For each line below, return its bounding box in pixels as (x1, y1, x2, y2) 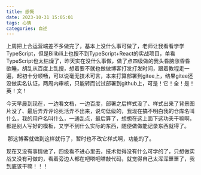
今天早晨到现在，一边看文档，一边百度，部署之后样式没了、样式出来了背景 (6, 100, 190, 108)
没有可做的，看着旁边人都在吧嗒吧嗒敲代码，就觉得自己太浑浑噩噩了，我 (16, 155, 195, 162)
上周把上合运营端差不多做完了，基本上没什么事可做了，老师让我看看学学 (6, 42, 184, 50)
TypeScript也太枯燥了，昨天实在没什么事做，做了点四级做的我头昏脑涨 (6, 57, 180, 65)
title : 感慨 (6, 8, 34, 15)
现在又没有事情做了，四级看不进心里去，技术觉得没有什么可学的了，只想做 (6, 148, 190, 155)
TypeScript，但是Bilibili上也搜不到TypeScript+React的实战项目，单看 (6, 50, 175, 57)
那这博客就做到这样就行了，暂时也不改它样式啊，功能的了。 (7, 135, 154, 142)
